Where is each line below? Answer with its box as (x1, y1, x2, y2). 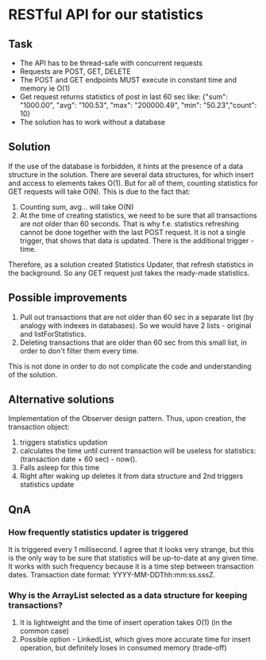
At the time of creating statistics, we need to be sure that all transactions (19, 210, 257, 220)
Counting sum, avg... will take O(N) (19, 202, 134, 211)
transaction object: (8, 423, 70, 432)
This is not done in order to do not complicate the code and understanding (8, 361, 252, 371)
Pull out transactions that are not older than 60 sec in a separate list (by (19, 312, 254, 322)
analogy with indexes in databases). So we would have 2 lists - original (19, 320, 252, 330)
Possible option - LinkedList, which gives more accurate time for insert (19, 635, 252, 644)
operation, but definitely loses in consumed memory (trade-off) (19, 643, 228, 653)
